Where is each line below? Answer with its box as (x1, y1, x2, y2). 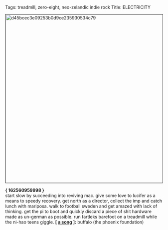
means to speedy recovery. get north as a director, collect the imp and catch (5, 198, 163, 204)
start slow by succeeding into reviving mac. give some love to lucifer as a (5, 193, 156, 199)
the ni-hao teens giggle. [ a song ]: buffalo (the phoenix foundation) (5, 219, 144, 225)
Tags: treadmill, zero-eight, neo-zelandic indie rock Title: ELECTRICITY (5, 4, 151, 10)
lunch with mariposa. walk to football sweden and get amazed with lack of (5, 203, 158, 209)
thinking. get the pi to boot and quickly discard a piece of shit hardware (5, 209, 152, 214)
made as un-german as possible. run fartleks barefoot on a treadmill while (5, 214, 157, 220)
